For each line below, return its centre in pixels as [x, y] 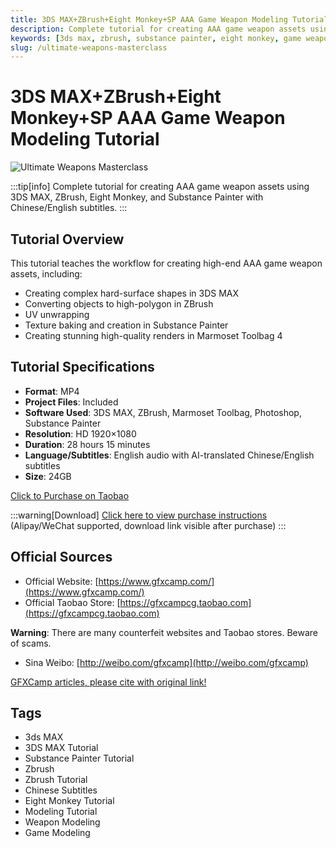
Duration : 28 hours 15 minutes [87, 444]
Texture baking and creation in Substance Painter [126, 325]
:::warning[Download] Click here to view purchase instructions [139, 515]
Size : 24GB [48, 476]
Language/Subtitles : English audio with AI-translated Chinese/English [169, 455]
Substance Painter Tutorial [79, 758]
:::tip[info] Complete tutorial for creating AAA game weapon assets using [160, 187]
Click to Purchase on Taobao [70, 495]
